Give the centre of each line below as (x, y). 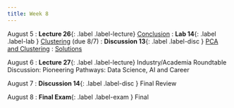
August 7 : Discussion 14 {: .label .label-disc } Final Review (92, 83)
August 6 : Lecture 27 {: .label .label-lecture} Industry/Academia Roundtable (117, 62)
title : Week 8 (28, 14)
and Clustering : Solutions (45, 48)
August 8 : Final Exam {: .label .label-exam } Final (78, 97)
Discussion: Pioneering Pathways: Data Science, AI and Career (98, 69)
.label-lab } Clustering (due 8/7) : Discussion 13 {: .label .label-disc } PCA (113, 41)
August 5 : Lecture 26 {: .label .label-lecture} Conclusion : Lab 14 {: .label (112, 34)
